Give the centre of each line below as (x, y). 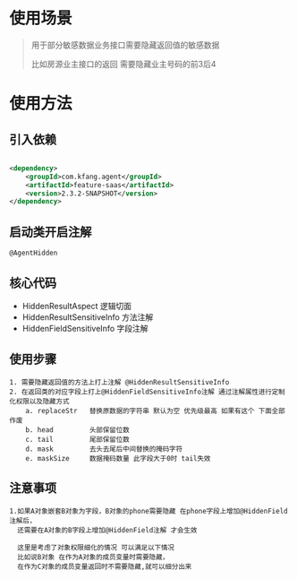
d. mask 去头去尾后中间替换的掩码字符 (104, 449)
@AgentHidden (34, 253)
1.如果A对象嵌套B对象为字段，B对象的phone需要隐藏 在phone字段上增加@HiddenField (148, 511)
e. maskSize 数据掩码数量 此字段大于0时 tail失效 (118, 458)
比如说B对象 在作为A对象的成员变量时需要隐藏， (93, 557)
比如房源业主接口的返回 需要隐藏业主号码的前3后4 (123, 64)
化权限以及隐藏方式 (39, 401)
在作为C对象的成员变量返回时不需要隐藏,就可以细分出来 (105, 566)
